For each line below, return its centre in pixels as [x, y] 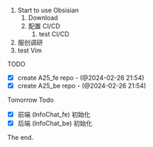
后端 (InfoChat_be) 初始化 [55, 124]
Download [43, 18]
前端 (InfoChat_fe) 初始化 [54, 114]
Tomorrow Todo [31, 100]
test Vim [30, 50]
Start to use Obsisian [48, 10]
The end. [21, 138]
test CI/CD [54, 34]
